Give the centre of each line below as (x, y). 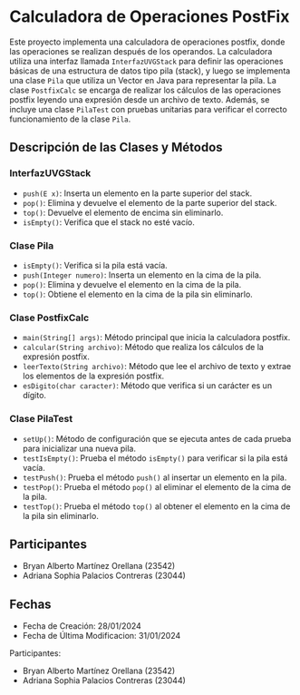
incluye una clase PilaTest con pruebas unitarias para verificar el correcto (148, 109)
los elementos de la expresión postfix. (93, 376)
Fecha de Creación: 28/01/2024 (82, 626)
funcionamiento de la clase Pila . (70, 119)
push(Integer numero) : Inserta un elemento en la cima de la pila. (142, 275)
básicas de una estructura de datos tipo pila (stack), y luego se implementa (150, 71)
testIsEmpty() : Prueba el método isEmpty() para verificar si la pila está (155, 458)
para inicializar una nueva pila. (79, 448)
